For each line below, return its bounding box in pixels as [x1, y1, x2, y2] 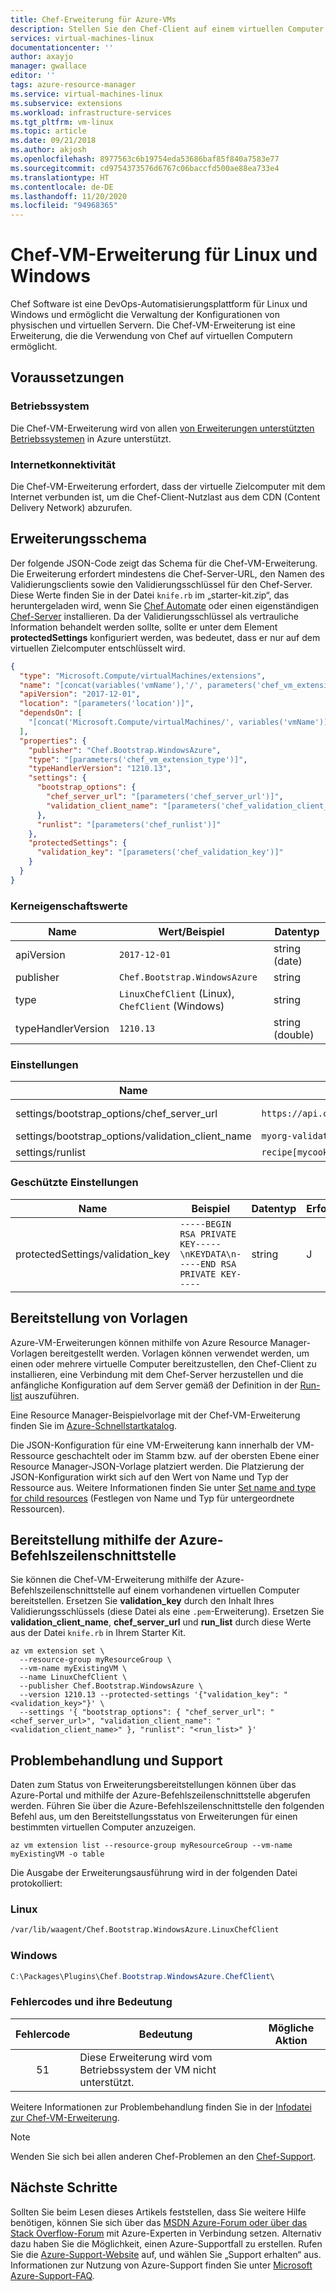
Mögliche [268, 2021, 315, 2035]
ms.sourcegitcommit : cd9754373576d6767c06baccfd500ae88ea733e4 [10, 163, 280, 173]
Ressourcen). [10, 1502, 66, 1515]
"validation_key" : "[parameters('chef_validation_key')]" [36, 847, 284, 858]
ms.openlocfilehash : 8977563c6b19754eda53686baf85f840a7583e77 [10, 154, 280, 164]
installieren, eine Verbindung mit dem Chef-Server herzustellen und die [10, 1368, 304, 1380]
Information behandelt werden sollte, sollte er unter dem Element [10, 621, 278, 633]
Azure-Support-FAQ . [10, 2269, 95, 2281]
